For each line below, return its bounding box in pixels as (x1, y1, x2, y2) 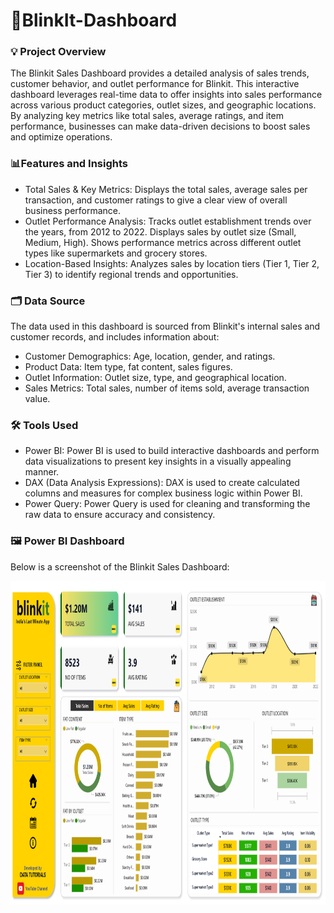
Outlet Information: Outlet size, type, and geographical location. (24, 372, 287, 384)
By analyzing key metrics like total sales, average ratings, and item (10, 110, 284, 122)
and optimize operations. (10, 131, 113, 143)
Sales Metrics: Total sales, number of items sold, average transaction (24, 382, 310, 394)
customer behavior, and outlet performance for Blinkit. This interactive (10, 78, 300, 90)
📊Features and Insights (10, 157, 128, 171)
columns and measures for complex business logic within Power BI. (24, 487, 303, 499)
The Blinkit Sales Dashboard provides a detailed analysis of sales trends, (10, 67, 310, 79)
